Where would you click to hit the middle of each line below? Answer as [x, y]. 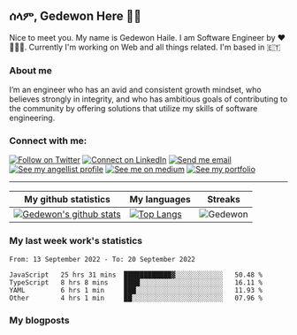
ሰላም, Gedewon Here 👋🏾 [75, 16]
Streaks [224, 200]
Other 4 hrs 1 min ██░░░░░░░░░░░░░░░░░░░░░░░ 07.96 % [136, 298]
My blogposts [39, 320]
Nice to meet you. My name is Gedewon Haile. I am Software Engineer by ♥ [147, 37]
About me [31, 70]
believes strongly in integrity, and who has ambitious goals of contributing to [148, 99]
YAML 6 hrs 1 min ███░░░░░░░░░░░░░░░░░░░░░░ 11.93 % [136, 290]
